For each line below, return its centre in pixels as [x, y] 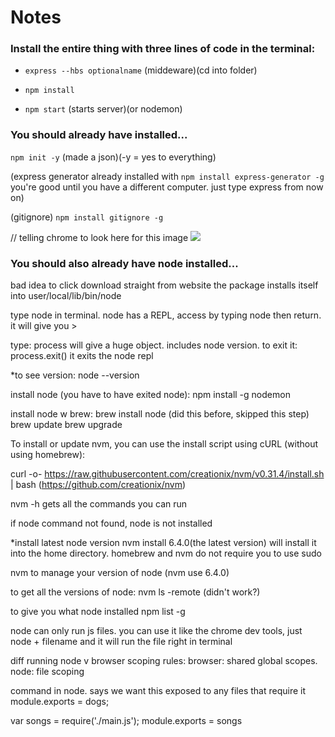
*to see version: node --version [75, 375]
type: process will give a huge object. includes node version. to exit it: [154, 345]
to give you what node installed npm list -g [98, 612]
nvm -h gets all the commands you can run [99, 504]
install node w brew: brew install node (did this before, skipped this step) [160, 414]
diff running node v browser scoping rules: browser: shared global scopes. [164, 661]
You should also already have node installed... [124, 263]
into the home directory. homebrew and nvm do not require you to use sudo [166, 553]
